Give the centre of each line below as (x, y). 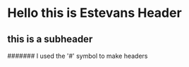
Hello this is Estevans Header (94, 13)
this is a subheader (50, 39)
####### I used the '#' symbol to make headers (78, 56)
